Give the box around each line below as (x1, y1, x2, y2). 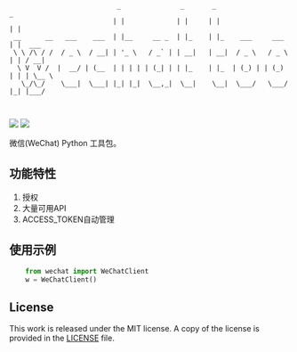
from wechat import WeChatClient (25, 266, 149, 275)
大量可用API (21, 202, 67, 213)
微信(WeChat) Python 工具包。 (9, 138, 122, 148)
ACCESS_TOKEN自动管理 (21, 214, 116, 225)
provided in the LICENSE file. (9, 332, 116, 344)
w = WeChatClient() (25, 274, 98, 284)
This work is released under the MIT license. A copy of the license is (9, 323, 260, 334)
